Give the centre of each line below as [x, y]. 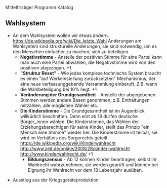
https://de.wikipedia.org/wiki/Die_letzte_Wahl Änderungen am [77, 41]
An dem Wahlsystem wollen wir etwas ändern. [61, 35]
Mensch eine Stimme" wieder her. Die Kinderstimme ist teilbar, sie [89, 132]
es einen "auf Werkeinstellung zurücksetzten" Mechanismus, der [88, 79]
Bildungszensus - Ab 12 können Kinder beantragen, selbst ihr [92, 159]
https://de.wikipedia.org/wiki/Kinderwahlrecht [68, 143]
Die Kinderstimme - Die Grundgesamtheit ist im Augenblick [82, 110]
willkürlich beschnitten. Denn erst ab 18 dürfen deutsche [79, 116]
